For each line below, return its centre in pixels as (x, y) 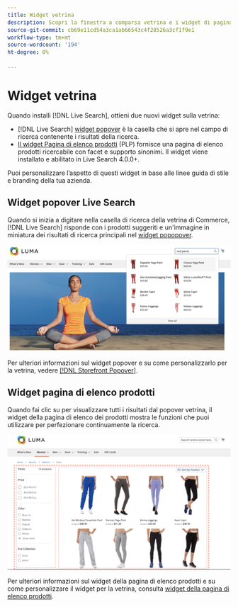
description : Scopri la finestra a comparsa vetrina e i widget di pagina (120, 22)
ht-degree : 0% (28, 52)
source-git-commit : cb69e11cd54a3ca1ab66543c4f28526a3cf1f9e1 (101, 30)
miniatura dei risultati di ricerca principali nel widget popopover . (100, 234)
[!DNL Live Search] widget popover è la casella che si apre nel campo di (123, 129)
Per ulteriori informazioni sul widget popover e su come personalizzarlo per (118, 363)
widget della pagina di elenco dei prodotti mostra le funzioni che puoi (108, 417)
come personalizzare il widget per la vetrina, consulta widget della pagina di (118, 589)
